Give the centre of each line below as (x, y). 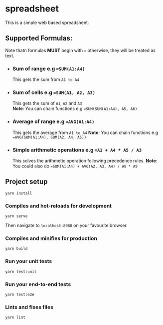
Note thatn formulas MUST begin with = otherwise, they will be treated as (81, 50)
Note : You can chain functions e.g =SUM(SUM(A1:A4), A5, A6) (75, 108)
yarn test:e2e (20, 294)
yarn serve (16, 216)
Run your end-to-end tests (38, 284)
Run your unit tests (29, 261)
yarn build (16, 249)
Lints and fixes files (29, 307)
